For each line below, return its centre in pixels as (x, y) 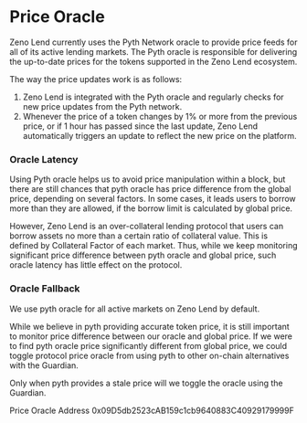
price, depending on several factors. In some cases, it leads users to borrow (153, 199)
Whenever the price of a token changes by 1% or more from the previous (160, 116)
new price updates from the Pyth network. (102, 106)
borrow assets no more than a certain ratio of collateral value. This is (138, 236)
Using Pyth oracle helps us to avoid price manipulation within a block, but (148, 179)
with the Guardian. (44, 365)
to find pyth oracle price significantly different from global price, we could (148, 345)
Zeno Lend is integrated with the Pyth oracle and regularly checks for (153, 97)
